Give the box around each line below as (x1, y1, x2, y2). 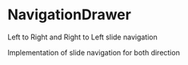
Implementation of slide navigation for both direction (7, 47, 181, 57)
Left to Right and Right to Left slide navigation (7, 32, 158, 42)
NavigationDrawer (7, 6, 131, 24)
